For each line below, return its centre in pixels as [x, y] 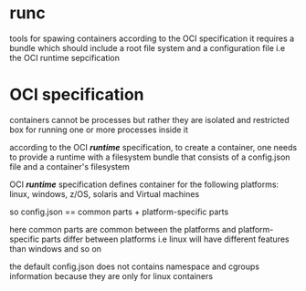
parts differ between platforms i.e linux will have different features [165, 239]
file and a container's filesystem [69, 166]
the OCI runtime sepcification [65, 57]
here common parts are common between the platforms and [123, 229]
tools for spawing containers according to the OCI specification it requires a [152, 38]
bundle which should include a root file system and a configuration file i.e [148, 47]
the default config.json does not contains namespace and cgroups [135, 266]
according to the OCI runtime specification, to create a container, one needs [153, 147]
